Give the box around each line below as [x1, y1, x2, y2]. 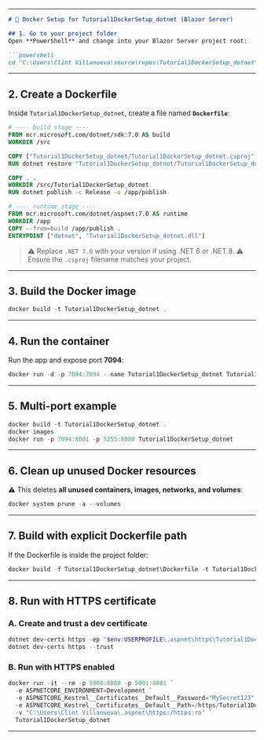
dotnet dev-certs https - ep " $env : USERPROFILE [8, 636, 163, 644]
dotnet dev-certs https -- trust [8, 643, 114, 651]
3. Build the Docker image [8, 284, 137, 298]
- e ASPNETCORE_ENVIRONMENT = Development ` [15, 687, 153, 695]
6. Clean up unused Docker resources [8, 464, 196, 478]
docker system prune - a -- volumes [8, 500, 122, 508]
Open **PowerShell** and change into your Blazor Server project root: [8, 37, 247, 45]
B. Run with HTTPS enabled [8, 661, 115, 672]
